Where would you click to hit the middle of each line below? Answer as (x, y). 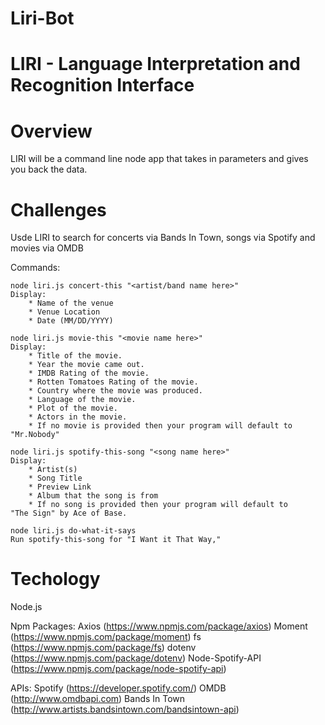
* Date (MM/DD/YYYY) (71, 321)
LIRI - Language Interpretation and (155, 64)
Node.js (26, 607)
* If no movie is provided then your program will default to (160, 426)
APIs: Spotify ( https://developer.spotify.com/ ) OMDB (118, 688)
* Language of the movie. (82, 400)
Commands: (35, 268)
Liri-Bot (42, 18)
